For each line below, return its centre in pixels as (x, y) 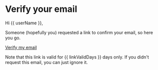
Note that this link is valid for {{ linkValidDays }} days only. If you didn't (77, 57)
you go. (13, 38)
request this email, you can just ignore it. (47, 62)
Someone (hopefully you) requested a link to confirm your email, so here (79, 32)
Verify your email (41, 9)
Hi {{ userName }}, (24, 23)
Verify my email (21, 47)
